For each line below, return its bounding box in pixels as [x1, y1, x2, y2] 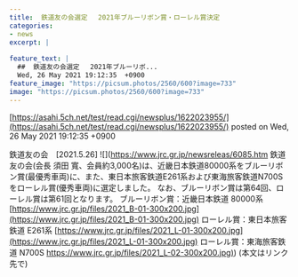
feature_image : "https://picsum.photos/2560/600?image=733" [9, 79, 238, 88]
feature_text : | [9, 54, 69, 63]
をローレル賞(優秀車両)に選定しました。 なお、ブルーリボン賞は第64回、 [9, 182, 277, 193]
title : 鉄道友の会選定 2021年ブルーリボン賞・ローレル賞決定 [9, 12, 221, 22]
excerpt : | [9, 37, 50, 47]
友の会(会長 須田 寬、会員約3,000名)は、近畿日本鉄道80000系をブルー [9, 160, 269, 170]
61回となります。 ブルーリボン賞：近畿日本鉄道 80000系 [55, 193, 264, 204]
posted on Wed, [230, 121, 289, 131]
